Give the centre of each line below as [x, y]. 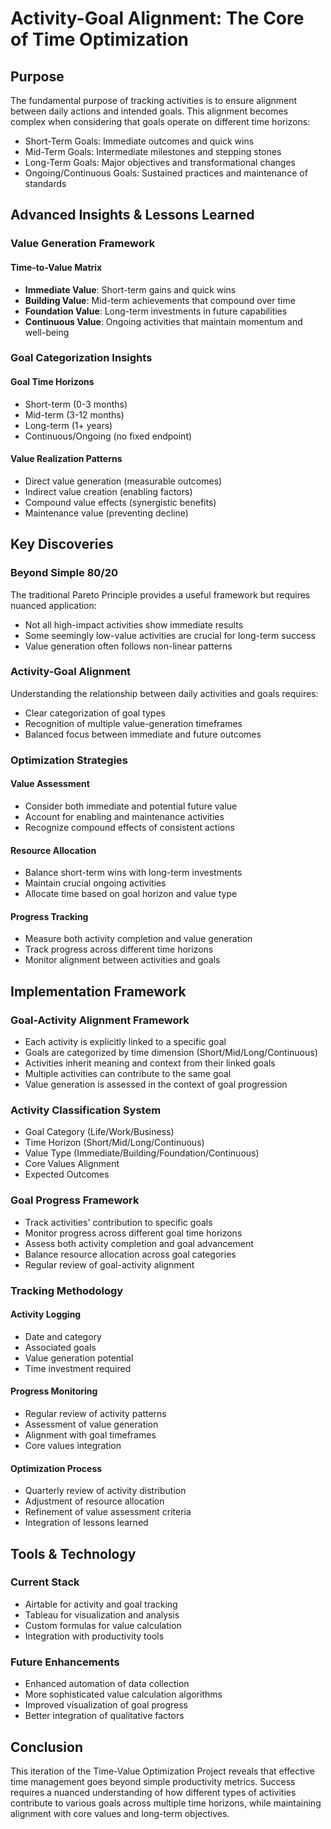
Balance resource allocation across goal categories [130, 1254]
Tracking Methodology [67, 1290]
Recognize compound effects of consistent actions [129, 827]
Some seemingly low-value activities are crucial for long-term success [170, 635]
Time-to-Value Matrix [56, 267]
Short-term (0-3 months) [76, 404]
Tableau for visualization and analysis [102, 1614]
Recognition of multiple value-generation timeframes [133, 723]
